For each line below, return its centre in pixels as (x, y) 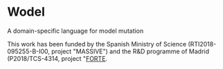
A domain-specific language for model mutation (75, 31)
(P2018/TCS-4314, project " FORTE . (57, 58)
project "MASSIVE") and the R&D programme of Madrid (131, 51)
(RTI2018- (202, 44)
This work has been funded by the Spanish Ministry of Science (97, 44)
